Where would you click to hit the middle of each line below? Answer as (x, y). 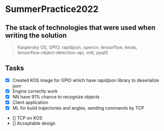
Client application (30, 102)
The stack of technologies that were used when (80, 28)
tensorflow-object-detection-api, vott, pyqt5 (63, 53)
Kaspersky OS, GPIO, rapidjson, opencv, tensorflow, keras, (77, 47)
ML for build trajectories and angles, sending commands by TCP (78, 108)
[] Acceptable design (34, 124)
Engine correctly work (35, 91)
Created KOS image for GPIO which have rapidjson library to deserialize (86, 80)
